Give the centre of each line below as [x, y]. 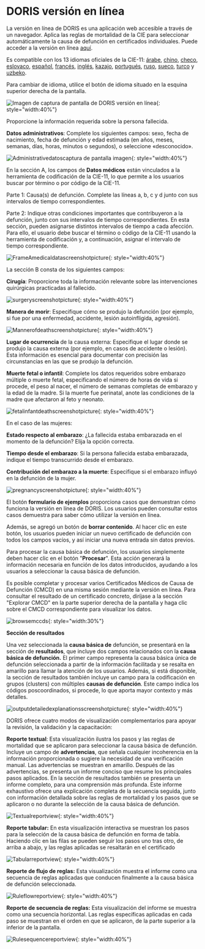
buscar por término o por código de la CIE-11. [63, 183]
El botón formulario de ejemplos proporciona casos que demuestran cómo [101, 502]
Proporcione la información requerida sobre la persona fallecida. [88, 121]
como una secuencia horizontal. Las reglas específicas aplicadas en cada [99, 914]
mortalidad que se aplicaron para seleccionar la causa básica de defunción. [102, 745]
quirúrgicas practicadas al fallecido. [51, 288]
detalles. [17, 697]
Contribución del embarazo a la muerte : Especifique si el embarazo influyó [102, 471]
